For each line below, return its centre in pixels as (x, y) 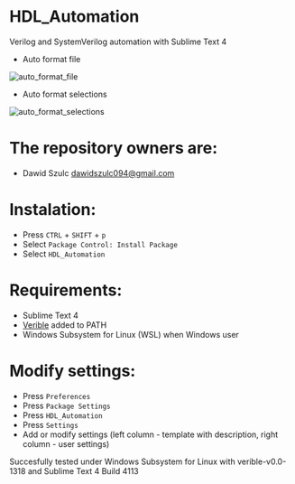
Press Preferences (56, 396)
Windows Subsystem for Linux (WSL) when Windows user (130, 334)
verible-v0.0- (262, 461)
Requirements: (66, 290)
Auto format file (51, 59)
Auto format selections (65, 94)
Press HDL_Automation (62, 415)
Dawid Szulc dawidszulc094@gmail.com (98, 172)
